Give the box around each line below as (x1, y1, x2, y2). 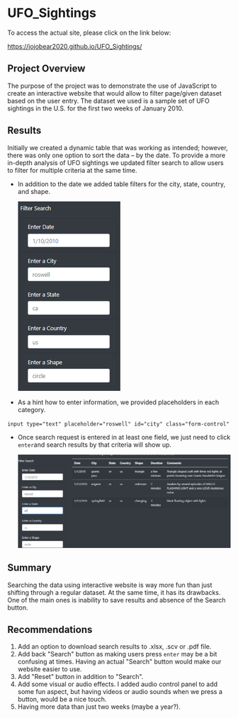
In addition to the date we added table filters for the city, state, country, (17, 179, 225, 188)
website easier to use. (17, 665, 83, 673)
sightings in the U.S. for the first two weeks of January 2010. (7, 104, 184, 113)
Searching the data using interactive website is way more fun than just (7, 581, 212, 589)
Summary (7, 562, 52, 574)
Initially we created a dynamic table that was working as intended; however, (7, 143, 228, 152)
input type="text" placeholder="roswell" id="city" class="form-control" (7, 420, 230, 428)
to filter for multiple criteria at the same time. (7, 166, 137, 174)
